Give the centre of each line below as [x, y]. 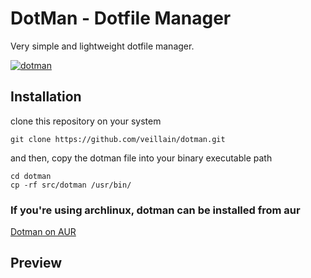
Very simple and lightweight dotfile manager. [102, 46]
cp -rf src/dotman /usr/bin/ [71, 185]
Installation [46, 97]
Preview [36, 263]
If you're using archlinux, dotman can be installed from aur [155, 210]
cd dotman [31, 176]
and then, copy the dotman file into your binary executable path [141, 158]
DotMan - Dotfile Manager [121, 18]
